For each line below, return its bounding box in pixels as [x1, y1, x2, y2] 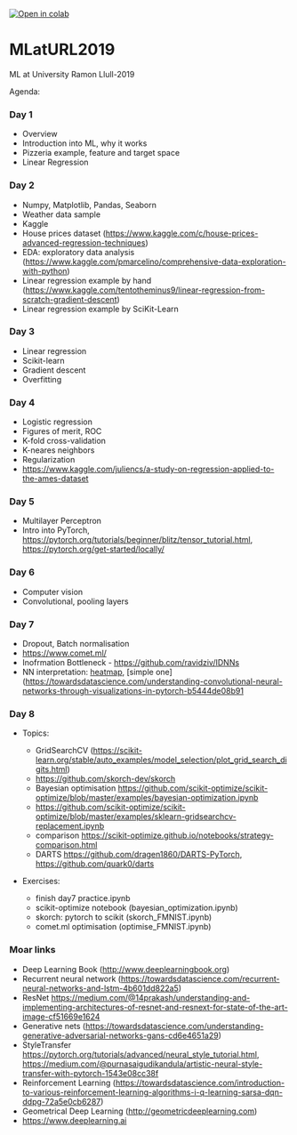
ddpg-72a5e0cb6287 [21, 1096, 101, 1107]
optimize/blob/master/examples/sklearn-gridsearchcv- [35, 811, 237, 822]
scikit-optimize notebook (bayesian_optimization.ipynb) [35, 903, 238, 914]
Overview [21, 129, 58, 140]
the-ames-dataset [21, 473, 89, 484]
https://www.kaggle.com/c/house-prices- [105, 228, 259, 238]
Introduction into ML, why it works [21, 138, 148, 149]
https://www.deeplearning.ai [21, 1115, 127, 1125]
